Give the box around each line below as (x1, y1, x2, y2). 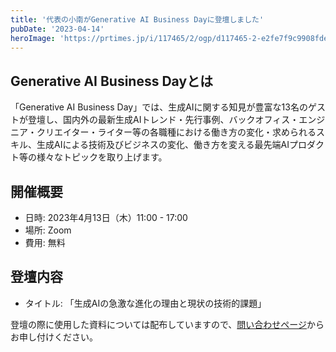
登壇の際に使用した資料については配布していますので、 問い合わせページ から (10, 318, 325, 330)
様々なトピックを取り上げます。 (36, 151, 168, 163)
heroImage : (10, 33, 56, 43)
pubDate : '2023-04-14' (10, 24, 105, 34)
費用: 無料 (24, 237, 66, 248)
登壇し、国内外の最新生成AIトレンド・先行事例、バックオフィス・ (27, 114, 300, 126)
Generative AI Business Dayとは (10, 72, 214, 90)
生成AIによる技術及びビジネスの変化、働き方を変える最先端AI (36, 139, 290, 151)
